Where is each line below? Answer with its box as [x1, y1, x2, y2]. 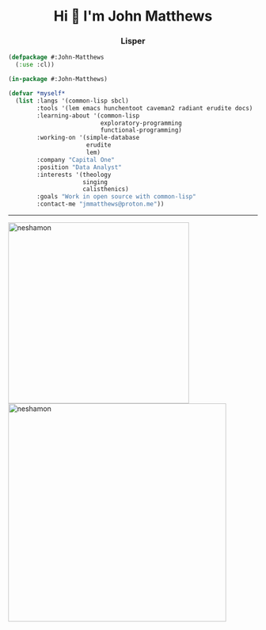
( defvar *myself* [8, 90, 66, 98]
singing [82, 178, 108, 186]
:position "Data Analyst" [36, 163, 123, 171]
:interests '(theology [36, 171, 112, 179]
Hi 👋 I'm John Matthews [53, 7, 213, 25]
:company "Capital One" [36, 156, 115, 163]
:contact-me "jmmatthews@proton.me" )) [36, 200, 165, 209]
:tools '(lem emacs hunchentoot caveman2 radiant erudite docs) [36, 104, 253, 112]
